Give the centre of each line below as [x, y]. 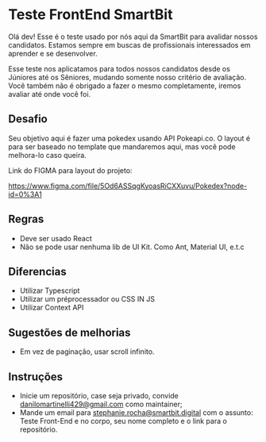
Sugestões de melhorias [69, 332]
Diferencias [37, 271]
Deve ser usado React [56, 238]
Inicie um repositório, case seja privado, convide [99, 396]
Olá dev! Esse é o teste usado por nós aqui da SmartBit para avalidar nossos [133, 37]
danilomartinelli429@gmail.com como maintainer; [101, 404]
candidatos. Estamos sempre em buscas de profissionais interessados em [130, 44]
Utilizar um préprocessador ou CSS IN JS [87, 299]
